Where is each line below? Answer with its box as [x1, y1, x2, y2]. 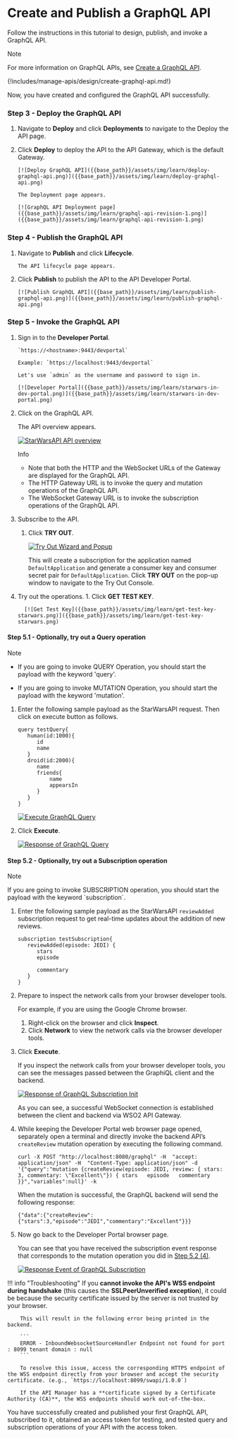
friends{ [36, 769, 63, 777]
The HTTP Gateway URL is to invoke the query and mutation [27, 479, 203, 487]
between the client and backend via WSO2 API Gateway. [17, 1111, 182, 1120]
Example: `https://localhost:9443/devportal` [17, 359, 154, 366]
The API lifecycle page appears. [17, 262, 116, 269]
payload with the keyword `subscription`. [7, 893, 126, 902]
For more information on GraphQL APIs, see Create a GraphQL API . [7, 63, 202, 71]
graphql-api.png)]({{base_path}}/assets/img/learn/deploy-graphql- [17, 173, 220, 180]
